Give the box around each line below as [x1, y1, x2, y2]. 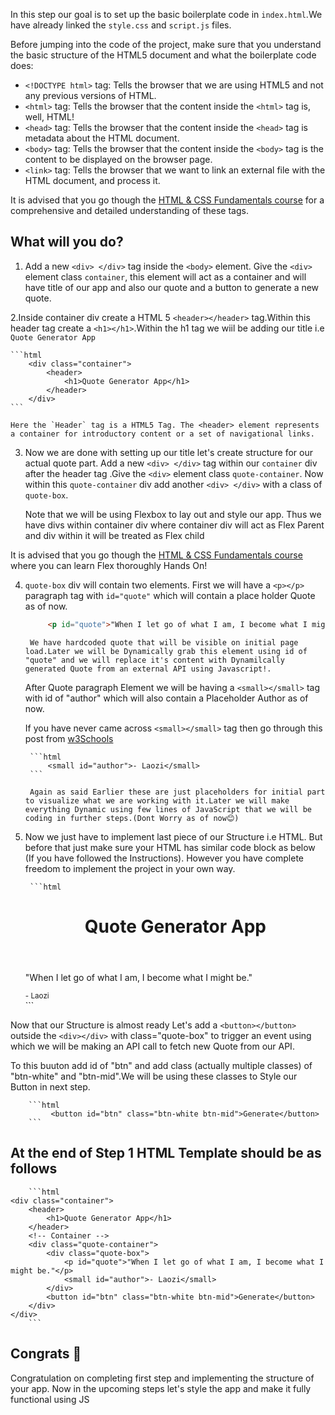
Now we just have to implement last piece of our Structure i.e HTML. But [24, 830, 323, 843]
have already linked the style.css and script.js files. [10, 19, 232, 31]
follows [10, 1160, 58, 1178]
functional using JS [10, 1393, 90, 1405]
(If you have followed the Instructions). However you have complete [24, 852, 305, 864]
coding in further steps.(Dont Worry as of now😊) [24, 813, 240, 823]
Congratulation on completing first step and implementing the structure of [10, 1372, 315, 1384]
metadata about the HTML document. [24, 132, 180, 144]
